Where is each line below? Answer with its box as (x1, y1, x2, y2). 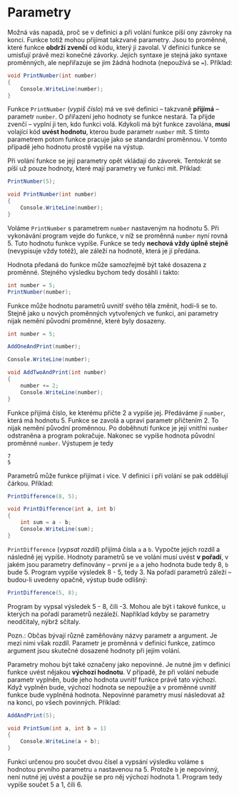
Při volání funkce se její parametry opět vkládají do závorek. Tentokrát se (7, 156, 221, 165)
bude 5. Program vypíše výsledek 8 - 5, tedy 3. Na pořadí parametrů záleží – (7, 568, 232, 576)
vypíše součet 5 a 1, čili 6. (7, 780, 83, 789)
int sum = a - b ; (20, 519, 72, 526)
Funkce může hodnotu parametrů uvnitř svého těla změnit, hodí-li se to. (7, 301, 218, 310)
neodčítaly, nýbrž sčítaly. (7, 617, 81, 625)
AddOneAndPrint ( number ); (7, 343, 81, 351)
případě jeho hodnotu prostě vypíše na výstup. (7, 143, 145, 151)
